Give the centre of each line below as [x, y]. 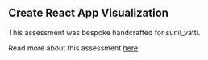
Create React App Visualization [89, 13]
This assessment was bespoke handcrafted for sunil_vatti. [104, 32]
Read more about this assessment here [73, 48]
